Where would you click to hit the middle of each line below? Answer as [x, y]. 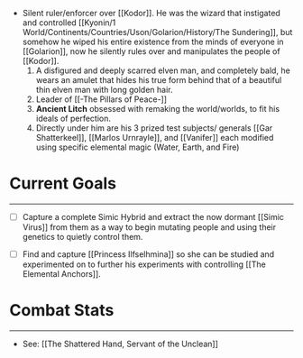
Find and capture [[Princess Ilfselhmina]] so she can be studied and [148, 254]
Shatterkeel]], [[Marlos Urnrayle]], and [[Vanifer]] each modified [155, 138]
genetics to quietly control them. [83, 237]
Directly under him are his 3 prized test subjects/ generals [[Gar [154, 128]
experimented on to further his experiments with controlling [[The [144, 264]
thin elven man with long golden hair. [104, 90]
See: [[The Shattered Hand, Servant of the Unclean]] [120, 344]
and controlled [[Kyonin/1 [69, 23]
